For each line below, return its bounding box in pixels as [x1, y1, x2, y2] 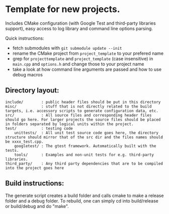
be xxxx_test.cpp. [5, 139, 44, 144]
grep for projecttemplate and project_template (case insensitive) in [12, 55, 153, 61]
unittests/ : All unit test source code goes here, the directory [14, 130, 158, 135]
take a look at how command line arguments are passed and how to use [12, 66, 162, 72]
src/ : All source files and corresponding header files [5, 113, 152, 118]
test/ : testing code [5, 126, 73, 131]
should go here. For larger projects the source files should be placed [5, 117, 161, 122]
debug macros [12, 71, 43, 77]
